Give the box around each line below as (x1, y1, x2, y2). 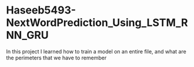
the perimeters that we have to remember (6, 54, 107, 61)
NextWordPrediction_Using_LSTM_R (6, 16, 188, 29)
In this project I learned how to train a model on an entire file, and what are (6, 48, 186, 55)
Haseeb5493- (6, 4, 76, 17)
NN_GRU (6, 29, 49, 42)
